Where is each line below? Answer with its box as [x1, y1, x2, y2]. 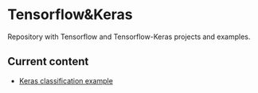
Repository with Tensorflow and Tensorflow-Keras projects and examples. [7, 32, 251, 41]
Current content [7, 55, 89, 68]
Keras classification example [18, 76, 113, 85]
